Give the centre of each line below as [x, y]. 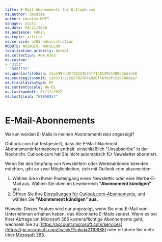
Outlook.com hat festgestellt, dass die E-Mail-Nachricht [61, 144]
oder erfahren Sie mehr [131, 230]
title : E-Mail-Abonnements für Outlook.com [50, 10]
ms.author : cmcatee [25, 14]
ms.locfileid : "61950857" [31, 96]
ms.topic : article [24, 37]
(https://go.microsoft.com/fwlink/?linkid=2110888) [56, 230]
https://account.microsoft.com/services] [82, 224]
